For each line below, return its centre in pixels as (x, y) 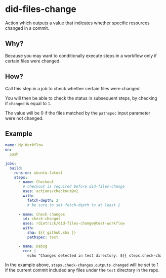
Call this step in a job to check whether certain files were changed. (73, 88)
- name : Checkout (36, 182)
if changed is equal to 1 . (28, 103)
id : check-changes (42, 219)
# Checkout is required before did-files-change (74, 187)
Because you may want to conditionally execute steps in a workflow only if (81, 56)
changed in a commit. (27, 28)
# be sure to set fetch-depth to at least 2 (74, 205)
